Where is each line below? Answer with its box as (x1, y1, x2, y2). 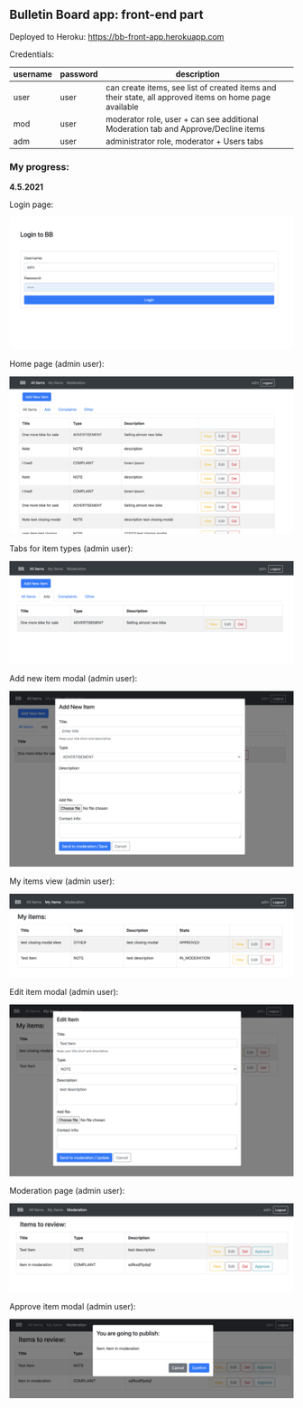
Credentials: (9, 49, 55, 60)
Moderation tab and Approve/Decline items (105, 123, 266, 134)
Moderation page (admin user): (9, 1185, 125, 1196)
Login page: (9, 199, 54, 210)
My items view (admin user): (9, 876, 115, 887)
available (105, 101, 140, 112)
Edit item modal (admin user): (9, 986, 119, 997)
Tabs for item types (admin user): (9, 542, 133, 554)
